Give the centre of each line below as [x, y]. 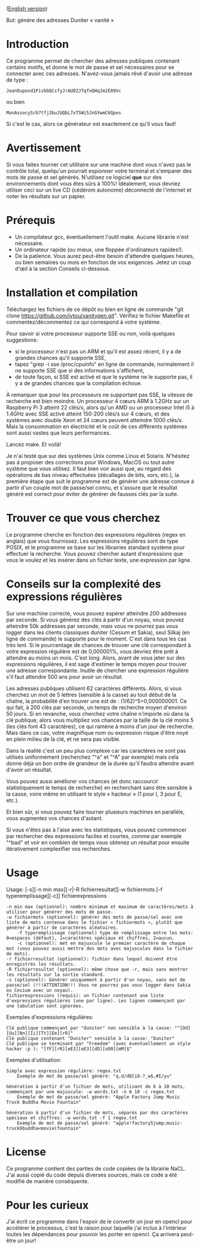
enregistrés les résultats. [41, 964]
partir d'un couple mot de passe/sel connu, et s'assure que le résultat [92, 487]
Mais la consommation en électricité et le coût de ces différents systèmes [97, 426]
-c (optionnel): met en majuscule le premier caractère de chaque [101, 943]
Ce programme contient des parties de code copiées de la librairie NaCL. [96, 1168]
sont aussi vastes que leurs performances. [59, 433]
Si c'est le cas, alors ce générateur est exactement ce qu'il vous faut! [91, 124]
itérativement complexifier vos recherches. [59, 849]
